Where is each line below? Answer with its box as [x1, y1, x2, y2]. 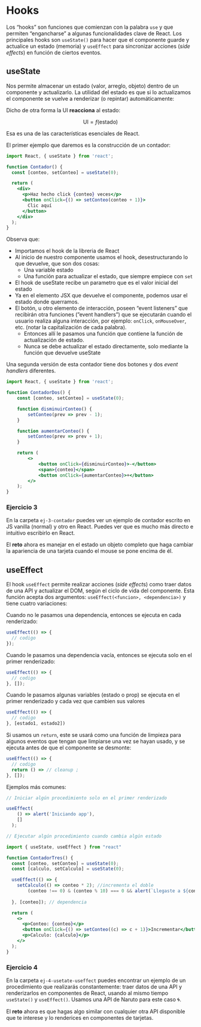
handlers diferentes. [6, 367, 56, 375]
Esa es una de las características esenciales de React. [6, 129, 140, 137]
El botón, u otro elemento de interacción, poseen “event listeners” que [14, 305, 188, 312]
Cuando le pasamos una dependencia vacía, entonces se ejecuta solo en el [6, 651, 193, 658]
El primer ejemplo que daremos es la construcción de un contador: [6, 141, 171, 149]
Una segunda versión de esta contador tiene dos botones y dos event [6, 361, 178, 368]
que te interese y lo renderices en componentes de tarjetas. [6, 1014, 154, 1022]
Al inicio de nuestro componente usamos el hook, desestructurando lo [14, 254, 188, 261]
